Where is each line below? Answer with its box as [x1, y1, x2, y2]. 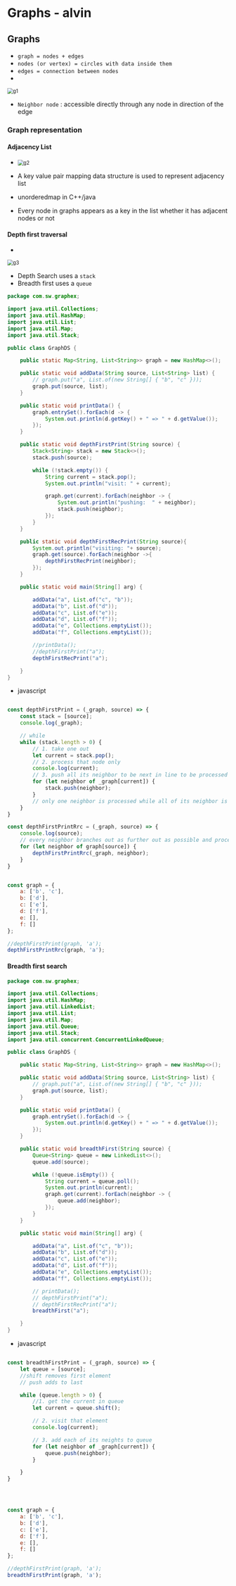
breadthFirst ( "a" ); [32, 1307, 90, 1314]
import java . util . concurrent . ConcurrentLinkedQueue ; [7, 1036, 165, 1043]
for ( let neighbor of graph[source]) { [20, 843, 137, 850]
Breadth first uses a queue [17, 279, 93, 288]
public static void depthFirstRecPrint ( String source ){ [20, 538, 188, 545]
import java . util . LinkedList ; [7, 1003, 96, 1011]
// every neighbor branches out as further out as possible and [20, 836, 212, 844]
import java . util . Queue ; [7, 1023, 80, 1030]
